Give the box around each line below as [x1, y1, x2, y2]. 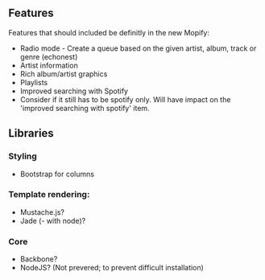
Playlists [19, 77, 48, 87]
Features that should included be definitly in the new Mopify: [8, 27, 210, 37]
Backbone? [19, 254, 58, 264]
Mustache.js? [19, 207, 65, 216]
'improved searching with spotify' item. [19, 103, 151, 113]
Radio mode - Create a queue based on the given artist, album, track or [19, 43, 257, 53]
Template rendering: [8, 189, 90, 200]
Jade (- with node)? [19, 216, 86, 225]
